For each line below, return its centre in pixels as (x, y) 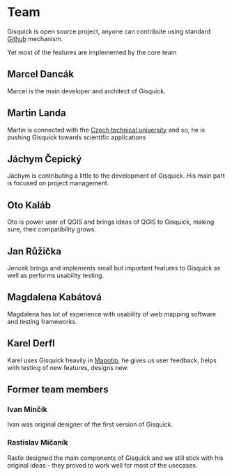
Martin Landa (37, 113)
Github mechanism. (35, 38)
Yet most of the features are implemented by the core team (92, 52)
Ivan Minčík (27, 409)
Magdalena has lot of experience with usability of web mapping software (112, 314)
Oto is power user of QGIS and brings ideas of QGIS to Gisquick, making (111, 222)
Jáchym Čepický (45, 159)
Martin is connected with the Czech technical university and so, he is (106, 130)
